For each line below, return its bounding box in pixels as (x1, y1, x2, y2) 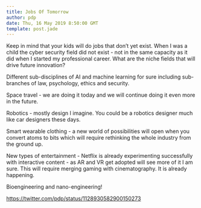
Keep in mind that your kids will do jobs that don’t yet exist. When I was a (6, 42, 188, 50)
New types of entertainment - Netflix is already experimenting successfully (6, 152, 193, 160)
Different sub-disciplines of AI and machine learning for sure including (6, 73, 181, 80)
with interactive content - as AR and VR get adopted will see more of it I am (6, 158, 193, 166)
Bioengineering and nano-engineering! (6, 183, 103, 190)
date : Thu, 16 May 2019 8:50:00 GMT (6, 20, 98, 26)
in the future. (6, 98, 39, 105)
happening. (6, 172, 34, 179)
